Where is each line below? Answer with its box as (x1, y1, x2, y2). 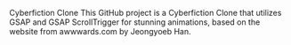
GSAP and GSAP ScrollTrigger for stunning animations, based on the (9, 17, 261, 27)
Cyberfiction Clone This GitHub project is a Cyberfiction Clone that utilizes (9, 8, 282, 18)
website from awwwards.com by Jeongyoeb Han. (9, 26, 191, 36)
